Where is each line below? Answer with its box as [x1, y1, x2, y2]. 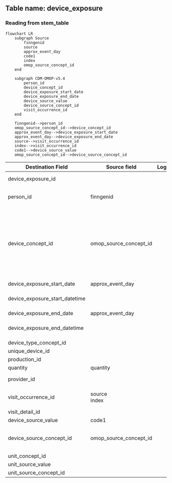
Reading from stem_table [5, 19, 69, 27]
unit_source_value [8, 460, 51, 468]
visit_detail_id [8, 408, 40, 415]
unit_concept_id [8, 452, 46, 459]
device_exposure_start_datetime [8, 295, 86, 302]
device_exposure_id [8, 175, 56, 182]
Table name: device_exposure [5, 4, 103, 13]
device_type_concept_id [8, 339, 67, 346]
